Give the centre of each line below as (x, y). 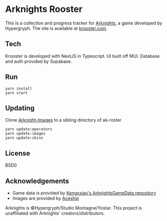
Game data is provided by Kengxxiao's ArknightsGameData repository (84, 193)
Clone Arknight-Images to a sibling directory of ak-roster (63, 120)
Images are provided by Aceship (46, 198)
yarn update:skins (24, 138)
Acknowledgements (37, 181)
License (18, 153)
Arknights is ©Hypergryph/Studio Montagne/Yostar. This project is (74, 208)
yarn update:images (25, 134)
